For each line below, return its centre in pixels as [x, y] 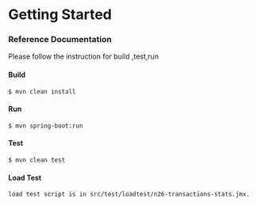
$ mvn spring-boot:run [46, 126]
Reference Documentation [60, 40]
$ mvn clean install [42, 92]
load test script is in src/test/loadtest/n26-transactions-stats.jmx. [129, 195]
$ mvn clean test [37, 160]
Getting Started [60, 15]
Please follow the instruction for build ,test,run [84, 56]
